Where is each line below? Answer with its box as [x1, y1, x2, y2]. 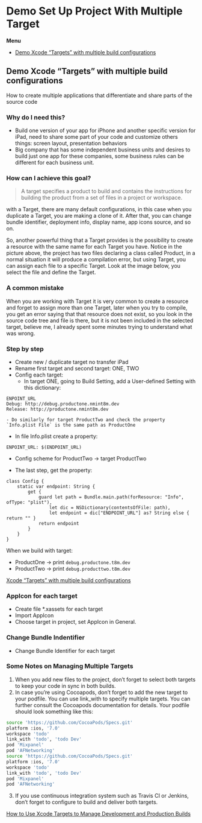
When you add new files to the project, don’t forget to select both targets [14, 676, 196, 683]
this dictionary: [23, 384, 61, 391]
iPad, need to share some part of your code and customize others [14, 133, 179, 141]
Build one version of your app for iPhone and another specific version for [14, 127, 196, 134]
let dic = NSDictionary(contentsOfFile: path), [49, 504, 171, 510]
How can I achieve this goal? [6, 174, 91, 182]
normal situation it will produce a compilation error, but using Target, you [6, 256, 186, 263]
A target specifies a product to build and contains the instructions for [20, 188, 192, 195]
